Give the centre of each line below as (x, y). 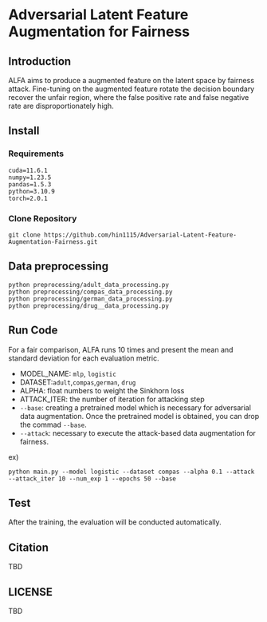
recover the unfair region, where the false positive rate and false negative (129, 97)
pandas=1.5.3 (30, 184)
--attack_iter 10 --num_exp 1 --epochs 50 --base (92, 478)
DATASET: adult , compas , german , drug (78, 382)
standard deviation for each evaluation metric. (84, 358)
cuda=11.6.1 (28, 170)
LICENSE (31, 592)
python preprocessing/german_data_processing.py (90, 299)
